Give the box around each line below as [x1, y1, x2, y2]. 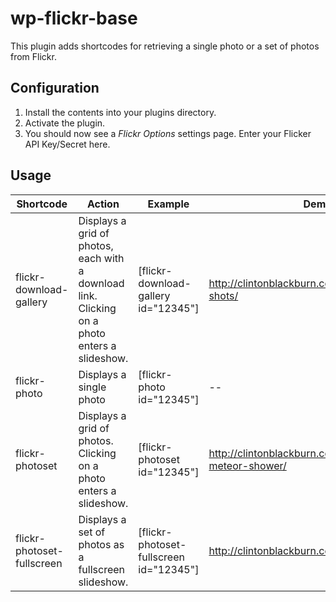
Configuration [10, 80, 100, 97]
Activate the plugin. [24, 117, 106, 129]
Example [147, 197, 190, 211]
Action [86, 197, 120, 211]
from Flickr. [10, 50, 57, 62]
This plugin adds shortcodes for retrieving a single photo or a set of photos [10, 40, 320, 52]
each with [78, 251, 125, 265]
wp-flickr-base [10, 7, 138, 30]
